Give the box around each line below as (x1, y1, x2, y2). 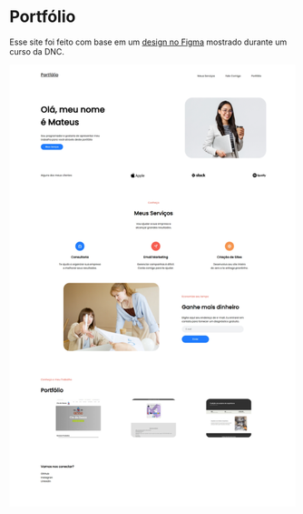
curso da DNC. (9, 45, 65, 56)
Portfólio (9, 6, 76, 27)
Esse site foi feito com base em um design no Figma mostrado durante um (9, 36, 288, 47)
